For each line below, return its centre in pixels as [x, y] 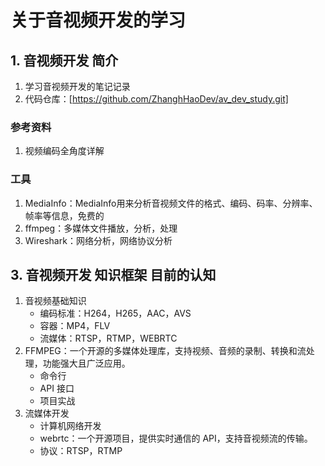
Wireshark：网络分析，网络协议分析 [98, 240]
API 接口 [57, 388]
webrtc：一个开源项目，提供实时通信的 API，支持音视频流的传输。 [176, 438]
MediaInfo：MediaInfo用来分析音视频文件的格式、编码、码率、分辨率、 [171, 203]
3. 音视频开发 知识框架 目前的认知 [113, 274]
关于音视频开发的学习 [98, 20]
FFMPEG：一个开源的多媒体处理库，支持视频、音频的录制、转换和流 [165, 351]
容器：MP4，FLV [75, 326]
